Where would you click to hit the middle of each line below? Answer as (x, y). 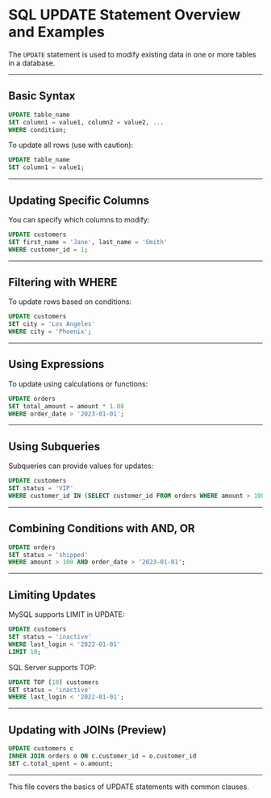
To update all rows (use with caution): (71, 145)
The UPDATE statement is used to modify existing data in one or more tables (132, 54)
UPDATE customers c (41, 749)
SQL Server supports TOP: (52, 667)
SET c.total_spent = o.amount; (61, 763)
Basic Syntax (42, 96)
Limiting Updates (52, 595)
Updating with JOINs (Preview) (88, 730)
